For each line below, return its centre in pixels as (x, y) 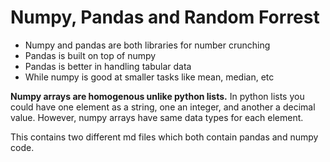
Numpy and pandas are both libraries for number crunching (147, 45)
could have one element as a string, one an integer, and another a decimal (163, 107)
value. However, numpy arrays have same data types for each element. (157, 117)
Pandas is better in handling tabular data (108, 66)
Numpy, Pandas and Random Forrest (165, 17)
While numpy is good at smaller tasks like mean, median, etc (149, 77)
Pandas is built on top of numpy (90, 55)
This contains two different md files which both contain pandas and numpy (164, 137)
